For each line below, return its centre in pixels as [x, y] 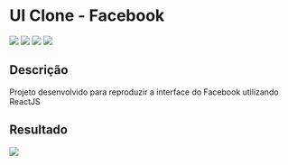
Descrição [39, 70]
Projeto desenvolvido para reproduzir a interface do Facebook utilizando [144, 92]
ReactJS [25, 101]
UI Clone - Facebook [87, 16]
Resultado [38, 130]
